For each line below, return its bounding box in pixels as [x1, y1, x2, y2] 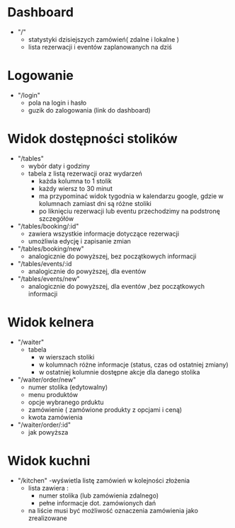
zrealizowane [28, 514, 67, 522]
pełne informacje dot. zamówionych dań [38, 498, 156, 507]
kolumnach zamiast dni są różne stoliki [38, 199, 152, 207]
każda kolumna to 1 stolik [38, 176, 112, 185]
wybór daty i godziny [28, 161, 91, 170]
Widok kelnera [7, 314, 94, 330]
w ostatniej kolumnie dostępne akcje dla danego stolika [38, 367, 200, 376]
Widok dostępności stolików [7, 131, 178, 147]
